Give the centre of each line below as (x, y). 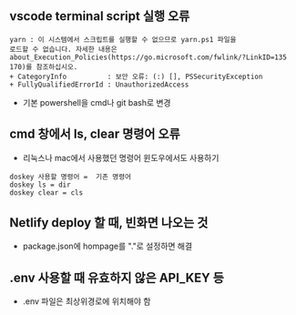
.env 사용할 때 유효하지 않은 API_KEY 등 (117, 277)
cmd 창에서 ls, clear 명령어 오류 (95, 134)
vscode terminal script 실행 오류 (100, 16)
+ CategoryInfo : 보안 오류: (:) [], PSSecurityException (136, 76)
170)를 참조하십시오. (44, 66)
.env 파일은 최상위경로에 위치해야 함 (87, 301)
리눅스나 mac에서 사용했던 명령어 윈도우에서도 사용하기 (121, 157)
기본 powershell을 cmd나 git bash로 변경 (97, 102)
